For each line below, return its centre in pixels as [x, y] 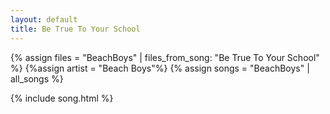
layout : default [44, 19]
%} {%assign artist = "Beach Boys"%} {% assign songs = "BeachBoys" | [160, 68]
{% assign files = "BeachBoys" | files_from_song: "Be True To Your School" [165, 57]
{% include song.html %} [62, 98]
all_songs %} [37, 78]
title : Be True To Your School [75, 29]
